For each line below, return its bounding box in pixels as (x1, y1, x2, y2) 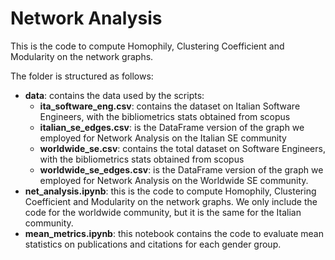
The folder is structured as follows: (10, 70, 154, 82)
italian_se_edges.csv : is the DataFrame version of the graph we (39, 121, 305, 133)
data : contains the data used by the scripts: (24, 89, 205, 101)
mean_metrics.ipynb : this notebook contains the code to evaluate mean (24, 227, 325, 239)
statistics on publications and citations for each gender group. (24, 238, 282, 250)
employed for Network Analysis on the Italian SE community (39, 132, 287, 144)
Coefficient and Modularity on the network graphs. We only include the (24, 195, 318, 207)
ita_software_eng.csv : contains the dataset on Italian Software (39, 100, 301, 112)
